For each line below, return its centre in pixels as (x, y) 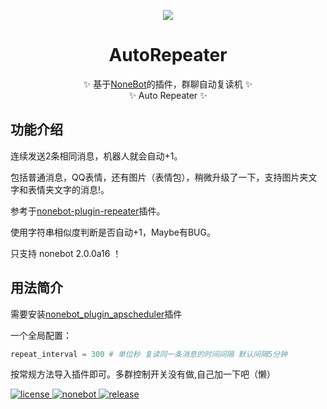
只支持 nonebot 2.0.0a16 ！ (66, 253)
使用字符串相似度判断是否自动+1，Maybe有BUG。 (113, 232)
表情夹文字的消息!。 (68, 189)
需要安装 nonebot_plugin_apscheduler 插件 (96, 314)
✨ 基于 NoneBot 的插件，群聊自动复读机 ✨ (168, 84)
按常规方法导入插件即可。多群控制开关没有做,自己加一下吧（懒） (143, 374)
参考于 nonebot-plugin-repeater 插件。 (88, 211)
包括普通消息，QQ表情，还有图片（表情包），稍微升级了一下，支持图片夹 (159, 177)
